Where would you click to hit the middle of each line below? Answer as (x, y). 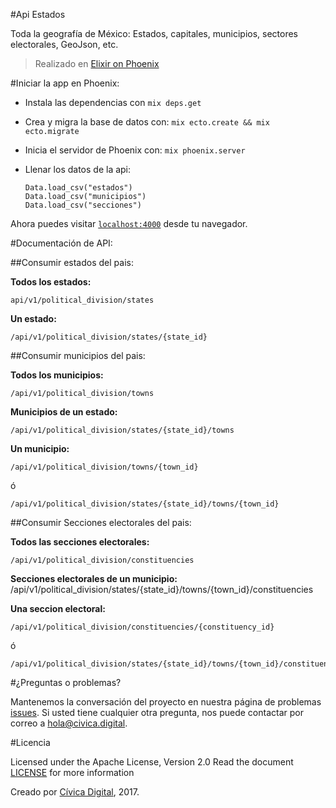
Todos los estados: (51, 282)
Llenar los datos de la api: (78, 169)
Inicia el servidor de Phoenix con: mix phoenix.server (135, 150)
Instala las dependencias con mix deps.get (113, 102)
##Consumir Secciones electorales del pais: (101, 522)
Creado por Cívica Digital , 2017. (75, 792)
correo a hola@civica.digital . (69, 723)
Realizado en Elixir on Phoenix (97, 63)
